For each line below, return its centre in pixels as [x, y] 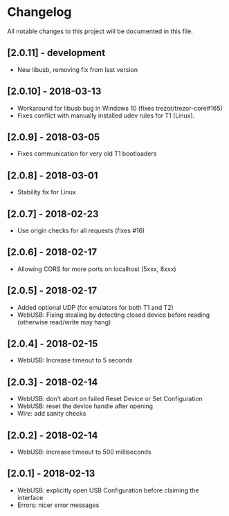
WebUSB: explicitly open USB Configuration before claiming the [108, 490]
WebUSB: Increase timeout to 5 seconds [75, 360]
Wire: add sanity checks [52, 414]
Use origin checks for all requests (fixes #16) [81, 230]
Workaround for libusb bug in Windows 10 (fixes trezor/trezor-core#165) [120, 108]
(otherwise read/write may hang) [64, 322]
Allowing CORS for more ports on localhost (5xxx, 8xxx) [97, 269]
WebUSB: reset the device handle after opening [85, 406]
